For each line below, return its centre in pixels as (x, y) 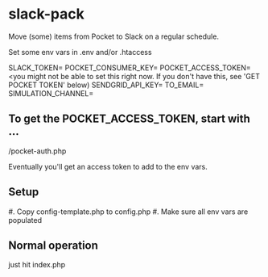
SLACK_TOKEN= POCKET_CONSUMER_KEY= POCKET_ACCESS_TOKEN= (130, 67)
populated (25, 220)
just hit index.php (37, 265)
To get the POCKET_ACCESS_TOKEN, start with (130, 119)
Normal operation (54, 245)
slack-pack (46, 14)
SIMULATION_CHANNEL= (51, 93)
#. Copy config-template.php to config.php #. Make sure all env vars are (128, 212)
